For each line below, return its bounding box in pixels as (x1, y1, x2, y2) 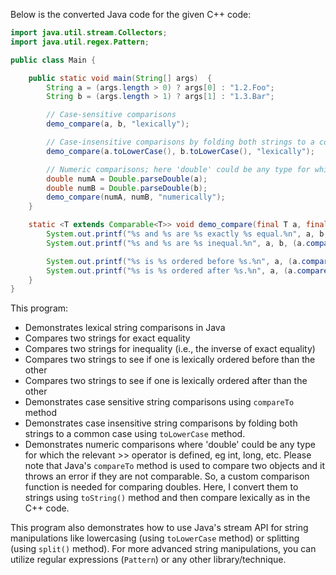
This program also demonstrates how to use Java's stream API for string (10, 522, 309, 534)
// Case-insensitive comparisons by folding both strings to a (46, 137, 315, 147)
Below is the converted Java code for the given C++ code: (10, 9, 252, 20)
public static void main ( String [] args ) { (28, 73, 213, 83)
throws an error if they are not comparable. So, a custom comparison (24, 470, 310, 483)
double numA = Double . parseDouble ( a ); (46, 174, 208, 184)
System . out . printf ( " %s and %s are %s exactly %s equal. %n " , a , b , (46, 229, 329, 239)
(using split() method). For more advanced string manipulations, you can (10, 543, 317, 555)
